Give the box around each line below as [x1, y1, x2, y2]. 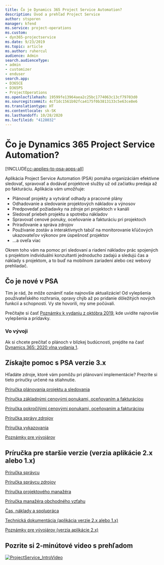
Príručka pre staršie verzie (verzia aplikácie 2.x [5, 448, 153, 457]
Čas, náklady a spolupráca [5, 508, 59, 514]
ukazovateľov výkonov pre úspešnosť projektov [12, 232, 109, 238]
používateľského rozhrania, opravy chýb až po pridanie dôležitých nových [5, 295, 156, 302]
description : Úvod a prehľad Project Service [5, 12, 100, 17]
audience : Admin [5, 53, 38, 58]
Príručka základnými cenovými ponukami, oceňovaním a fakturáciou [5, 396, 144, 402]
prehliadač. [5, 262, 28, 268]
